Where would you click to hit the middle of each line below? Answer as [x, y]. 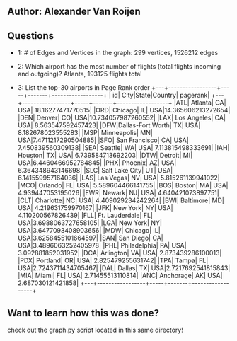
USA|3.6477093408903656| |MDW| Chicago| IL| [89, 231]
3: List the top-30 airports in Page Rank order [83, 88]
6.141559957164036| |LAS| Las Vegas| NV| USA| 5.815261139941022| [119, 178]
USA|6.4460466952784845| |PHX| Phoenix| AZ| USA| [97, 163]
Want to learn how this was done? [83, 313]
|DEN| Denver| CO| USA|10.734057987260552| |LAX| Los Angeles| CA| [122, 118]
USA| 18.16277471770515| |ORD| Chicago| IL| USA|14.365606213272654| [124, 110]
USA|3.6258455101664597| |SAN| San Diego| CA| [91, 238]
